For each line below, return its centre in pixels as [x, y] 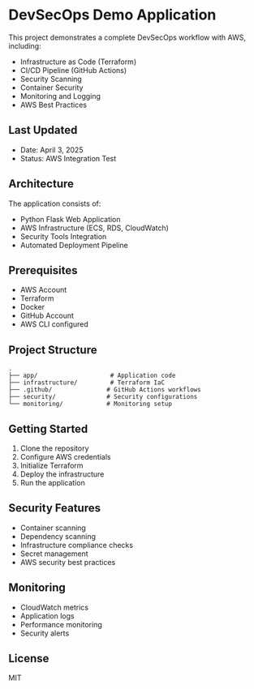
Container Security [52, 88]
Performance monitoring [61, 624]
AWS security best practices [68, 562]
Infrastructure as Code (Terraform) [78, 62]
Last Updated [43, 130]
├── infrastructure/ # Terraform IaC [86, 383]
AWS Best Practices [54, 105]
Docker [32, 307]
